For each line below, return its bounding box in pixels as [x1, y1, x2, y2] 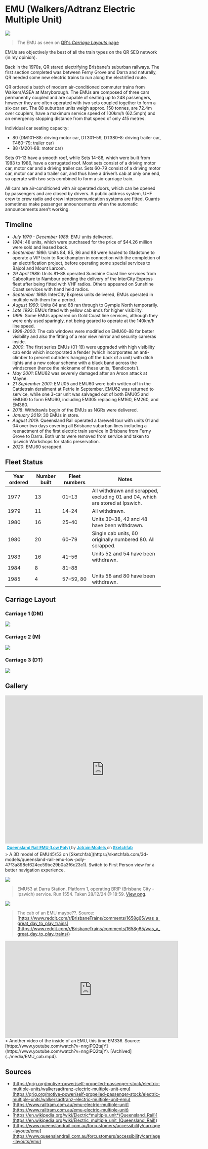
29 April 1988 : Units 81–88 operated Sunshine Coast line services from [12, 270, 157, 276]
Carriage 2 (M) [5, 633, 41, 640]
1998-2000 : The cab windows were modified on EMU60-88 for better [12, 328, 155, 334]
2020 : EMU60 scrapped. [12, 444, 63, 450]
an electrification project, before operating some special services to [12, 260, 151, 266]
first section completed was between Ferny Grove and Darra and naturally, [5, 69, 157, 75]
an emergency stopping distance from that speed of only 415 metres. [5, 115, 146, 122]
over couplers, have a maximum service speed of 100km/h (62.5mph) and [5, 110, 156, 116]
